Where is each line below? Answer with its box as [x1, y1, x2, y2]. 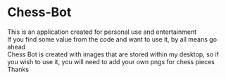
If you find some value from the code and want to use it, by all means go [7, 35, 217, 43]
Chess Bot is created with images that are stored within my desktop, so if [7, 50, 220, 59]
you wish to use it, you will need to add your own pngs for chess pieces [7, 57, 215, 66]
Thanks [7, 65, 30, 73]
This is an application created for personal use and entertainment [7, 28, 197, 36]
